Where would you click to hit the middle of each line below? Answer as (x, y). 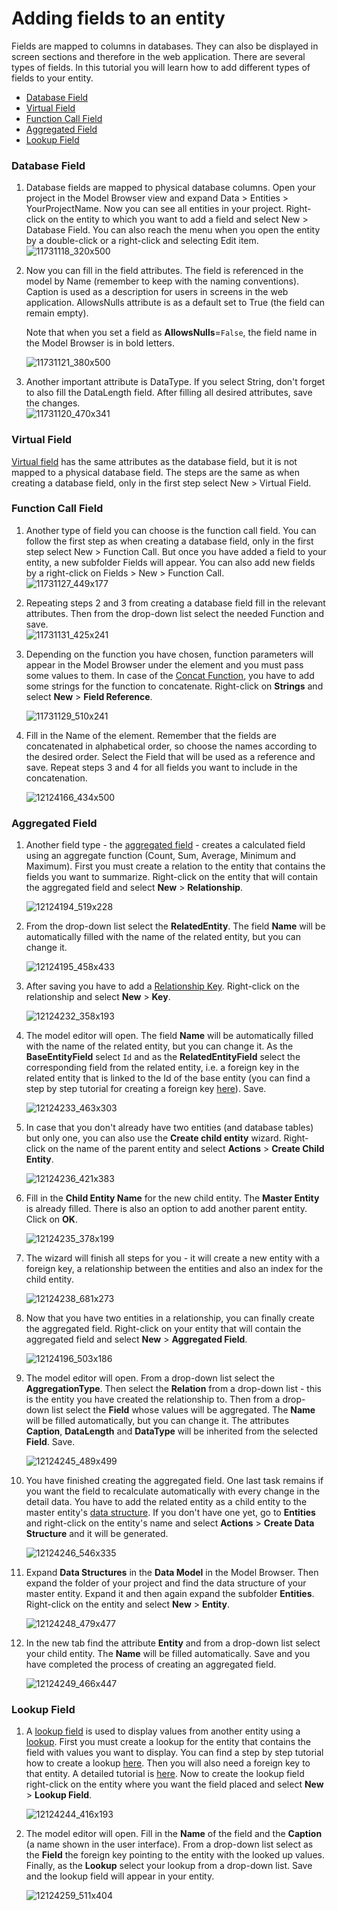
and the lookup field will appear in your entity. (120, 1876)
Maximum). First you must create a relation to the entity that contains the (175, 866)
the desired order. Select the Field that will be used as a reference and (170, 756)
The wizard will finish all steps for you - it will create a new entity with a (173, 1258)
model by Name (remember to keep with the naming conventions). (162, 281)
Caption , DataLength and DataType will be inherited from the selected (172, 1431)
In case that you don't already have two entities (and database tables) (169, 1128)
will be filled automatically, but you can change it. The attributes (157, 1421)
